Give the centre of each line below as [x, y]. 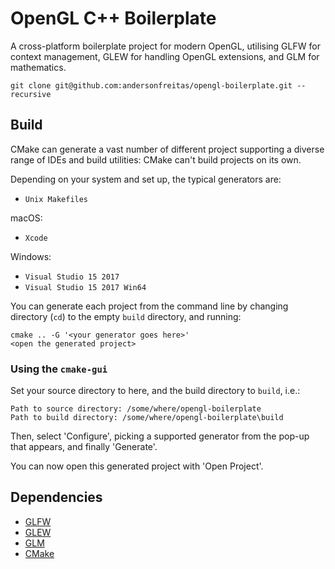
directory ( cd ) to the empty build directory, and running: [126, 316]
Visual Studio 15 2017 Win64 [85, 287]
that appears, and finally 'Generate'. [84, 447]
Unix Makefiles [56, 199]
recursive [31, 94]
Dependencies [56, 497]
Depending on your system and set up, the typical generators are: [146, 179]
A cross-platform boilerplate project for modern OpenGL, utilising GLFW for [165, 46]
